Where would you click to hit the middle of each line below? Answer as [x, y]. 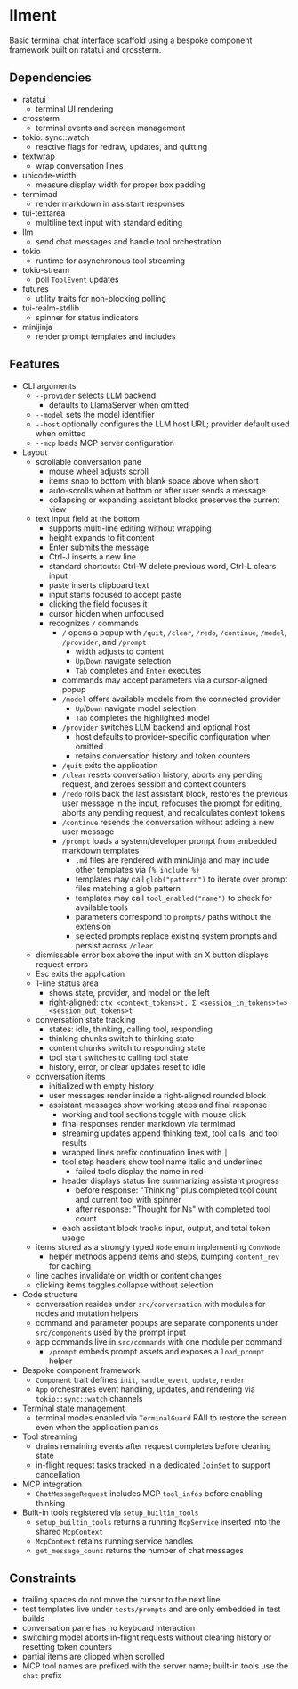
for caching [70, 1266]
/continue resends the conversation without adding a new [168, 822]
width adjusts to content [120, 651]
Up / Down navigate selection [123, 660]
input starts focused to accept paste [115, 594]
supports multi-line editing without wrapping [130, 528]
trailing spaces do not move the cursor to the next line [121, 1600]
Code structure [50, 1294]
